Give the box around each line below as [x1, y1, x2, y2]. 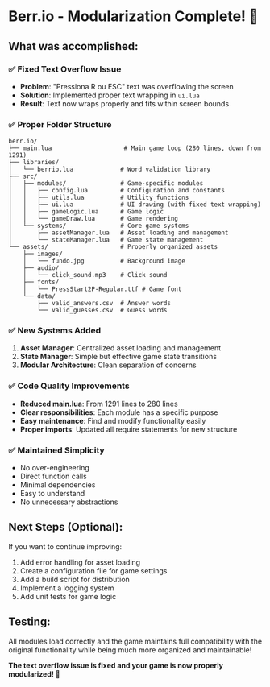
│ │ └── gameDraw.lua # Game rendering [8, 215, 179, 223]
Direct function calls [19, 471, 87, 482]
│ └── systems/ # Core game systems [8, 221, 189, 230]
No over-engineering [19, 463, 90, 473]
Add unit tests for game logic [19, 591, 117, 601]
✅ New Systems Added [8, 325, 102, 337]
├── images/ [23, 250, 63, 259]
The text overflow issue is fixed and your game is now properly [8, 660, 224, 670]
